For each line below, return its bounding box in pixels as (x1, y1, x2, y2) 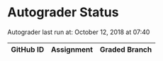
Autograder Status (7, 4, 119, 21)
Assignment (50, 44, 94, 54)
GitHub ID (11, 44, 45, 54)
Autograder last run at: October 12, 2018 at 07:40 (7, 28, 150, 36)
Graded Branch (99, 44, 152, 54)
